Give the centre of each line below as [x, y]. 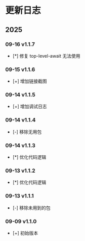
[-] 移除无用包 [27, 132]
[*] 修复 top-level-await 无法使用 [46, 56]
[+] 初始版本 [25, 233]
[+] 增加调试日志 [30, 106]
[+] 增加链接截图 [30, 81]
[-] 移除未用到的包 [31, 208]
